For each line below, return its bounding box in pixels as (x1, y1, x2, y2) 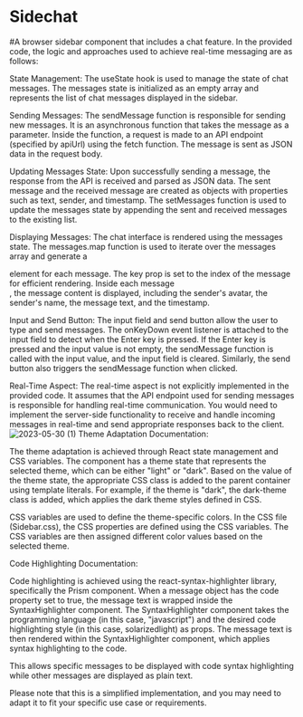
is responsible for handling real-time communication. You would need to (9, 399, 278, 410)
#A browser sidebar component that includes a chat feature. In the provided (9, 36, 292, 47)
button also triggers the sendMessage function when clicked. (9, 362, 238, 373)
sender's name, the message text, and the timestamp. (9, 297, 211, 308)
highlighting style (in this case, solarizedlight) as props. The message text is (9, 623, 292, 635)
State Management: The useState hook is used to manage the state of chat (9, 72, 289, 83)
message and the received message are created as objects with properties (9, 185, 289, 196)
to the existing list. (9, 214, 78, 225)
